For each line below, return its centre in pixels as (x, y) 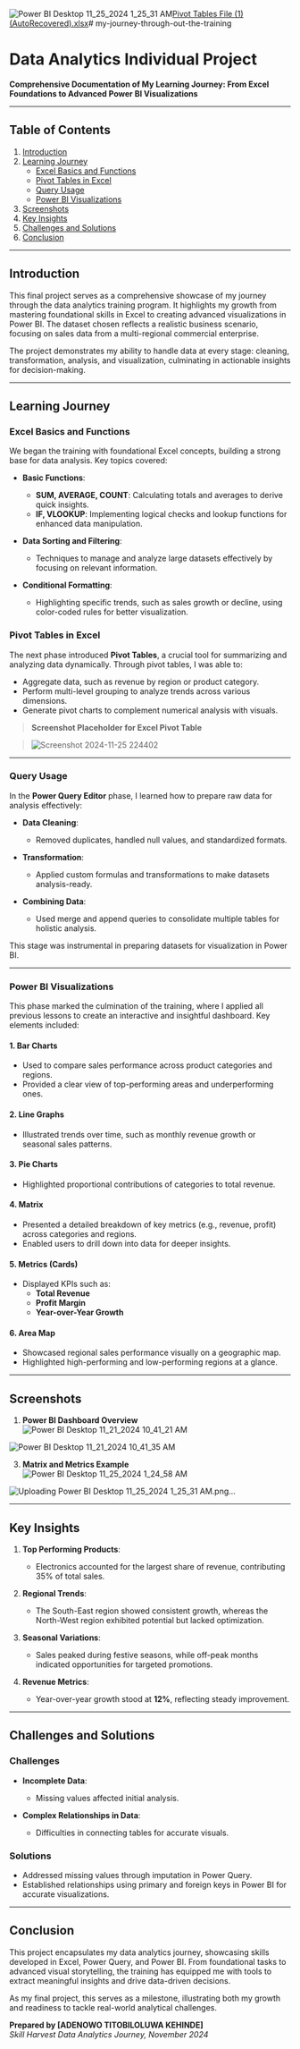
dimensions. (45, 700)
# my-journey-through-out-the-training (160, 23)
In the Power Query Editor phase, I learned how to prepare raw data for (141, 795)
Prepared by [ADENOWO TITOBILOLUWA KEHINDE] (106, 2025)
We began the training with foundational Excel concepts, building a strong (145, 451)
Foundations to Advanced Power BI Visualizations (104, 93)
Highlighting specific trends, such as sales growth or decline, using (159, 603)
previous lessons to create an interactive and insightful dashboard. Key (140, 1016)
